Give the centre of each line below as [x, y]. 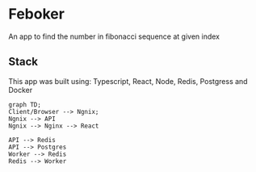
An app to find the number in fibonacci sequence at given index [114, 36]
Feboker [36, 14]
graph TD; [25, 105]
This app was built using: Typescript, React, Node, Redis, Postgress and [128, 81]
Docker [21, 90]
